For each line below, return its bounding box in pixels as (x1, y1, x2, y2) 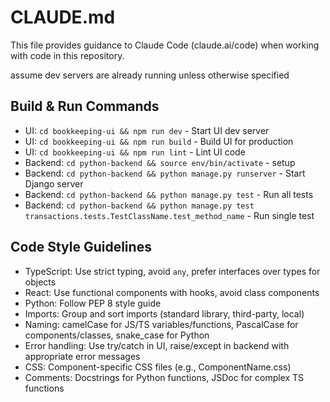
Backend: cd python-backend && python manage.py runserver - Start (24, 167, 306, 179)
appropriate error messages (24, 350, 141, 362)
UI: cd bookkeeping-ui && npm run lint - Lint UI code (24, 146, 246, 158)
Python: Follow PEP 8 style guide (24, 297, 162, 309)
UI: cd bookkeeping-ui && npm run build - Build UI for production (24, 135, 294, 147)
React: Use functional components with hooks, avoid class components (24, 286, 320, 298)
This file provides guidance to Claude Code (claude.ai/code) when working (10, 39, 320, 51)
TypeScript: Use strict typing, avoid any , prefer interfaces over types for (24, 265, 321, 277)
